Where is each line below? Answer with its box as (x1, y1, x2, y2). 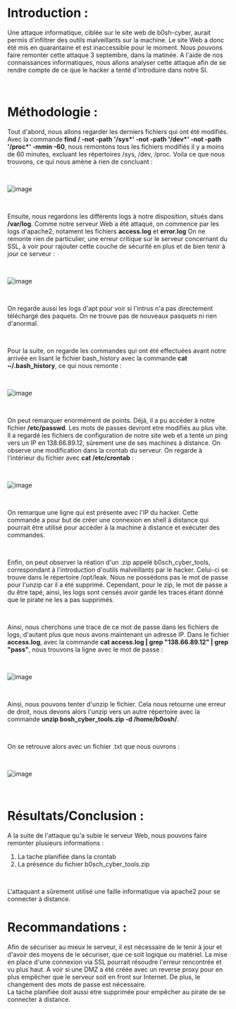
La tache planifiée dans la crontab (17, 852, 116, 861)
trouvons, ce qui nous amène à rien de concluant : (7, 157, 153, 166)
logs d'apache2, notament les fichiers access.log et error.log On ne (7, 227, 206, 236)
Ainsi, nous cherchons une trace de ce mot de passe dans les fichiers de (7, 623, 219, 631)
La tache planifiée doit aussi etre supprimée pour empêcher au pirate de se (7, 987, 226, 996)
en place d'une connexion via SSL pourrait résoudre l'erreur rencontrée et (7, 958, 222, 966)
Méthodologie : (7, 104, 99, 121)
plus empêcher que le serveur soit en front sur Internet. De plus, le (7, 972, 201, 981)
